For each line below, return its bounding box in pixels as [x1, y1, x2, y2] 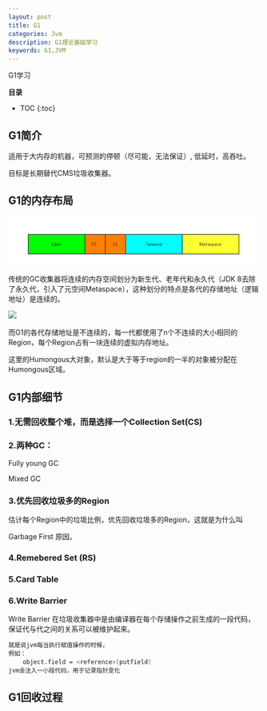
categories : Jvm [8, 30, 62, 38]
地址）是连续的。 [8, 294, 65, 304]
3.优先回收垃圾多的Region [8, 495, 110, 506]
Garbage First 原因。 [8, 532, 77, 542]
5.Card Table [8, 574, 59, 585]
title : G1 [8, 21, 42, 30]
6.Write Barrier [8, 595, 68, 606]
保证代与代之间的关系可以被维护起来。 [8, 624, 134, 634]
